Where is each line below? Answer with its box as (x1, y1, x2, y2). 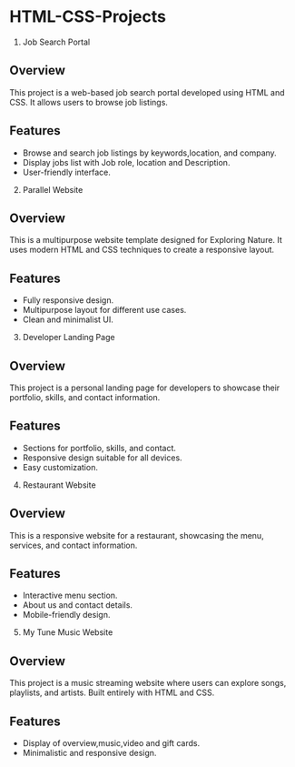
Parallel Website (22, 184, 84, 195)
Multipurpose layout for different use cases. (22, 305, 187, 316)
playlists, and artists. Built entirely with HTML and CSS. (9, 687, 215, 698)
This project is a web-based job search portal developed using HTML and (9, 86, 285, 97)
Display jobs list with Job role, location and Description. (22, 156, 231, 167)
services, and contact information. (9, 540, 138, 550)
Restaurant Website (22, 479, 97, 490)
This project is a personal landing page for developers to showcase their (9, 382, 280, 393)
